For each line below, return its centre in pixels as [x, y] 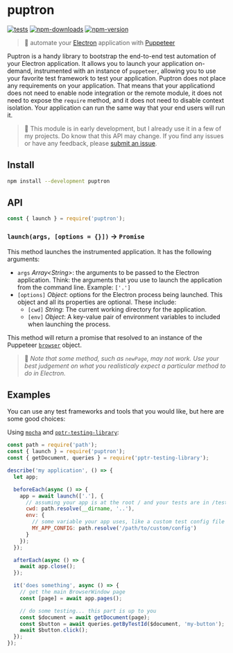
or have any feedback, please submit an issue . [90, 143]
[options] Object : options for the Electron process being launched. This [120, 294]
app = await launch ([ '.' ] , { [62, 496]
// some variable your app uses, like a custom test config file [129, 522]
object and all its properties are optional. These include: [97, 302]
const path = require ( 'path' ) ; [52, 445]
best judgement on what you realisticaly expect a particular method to [125, 366]
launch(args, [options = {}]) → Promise [76, 237]
